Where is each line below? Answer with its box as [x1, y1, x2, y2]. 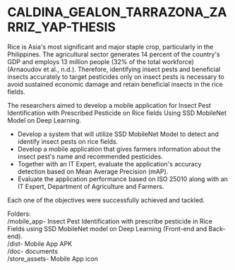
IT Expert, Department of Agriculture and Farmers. [17, 182, 164, 190]
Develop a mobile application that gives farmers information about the [17, 145, 221, 153]
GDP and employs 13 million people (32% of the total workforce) [7, 57, 194, 66]
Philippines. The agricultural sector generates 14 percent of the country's [7, 50, 220, 59]
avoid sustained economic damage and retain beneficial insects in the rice [7, 80, 224, 88]
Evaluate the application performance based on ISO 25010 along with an [17, 174, 228, 183]
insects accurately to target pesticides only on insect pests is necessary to [7, 72, 224, 81]
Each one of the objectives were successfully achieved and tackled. [7, 195, 205, 204]
